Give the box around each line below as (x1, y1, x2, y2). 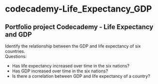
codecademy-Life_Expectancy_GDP (5, 3, 152, 15)
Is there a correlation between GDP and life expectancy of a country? (12, 73, 150, 79)
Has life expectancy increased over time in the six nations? (12, 63, 130, 68)
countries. (5, 49, 25, 54)
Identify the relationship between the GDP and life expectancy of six (5, 43, 141, 49)
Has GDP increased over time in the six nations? (12, 68, 108, 74)
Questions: (5, 53, 27, 59)
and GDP (5, 30, 32, 38)
